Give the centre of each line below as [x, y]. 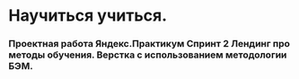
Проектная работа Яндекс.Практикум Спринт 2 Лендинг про [149, 44]
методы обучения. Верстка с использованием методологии [148, 55]
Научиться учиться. [88, 16]
